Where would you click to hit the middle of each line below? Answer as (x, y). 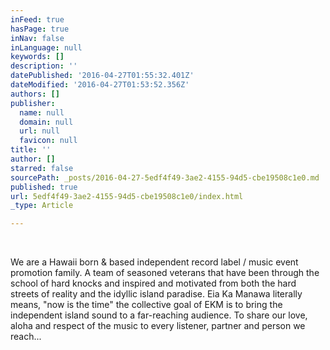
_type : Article (42, 206)
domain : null (46, 122)
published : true (44, 187)
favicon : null (48, 141)
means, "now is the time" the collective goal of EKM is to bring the (146, 305)
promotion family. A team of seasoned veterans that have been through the (165, 273)
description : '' (44, 66)
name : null (42, 112)
